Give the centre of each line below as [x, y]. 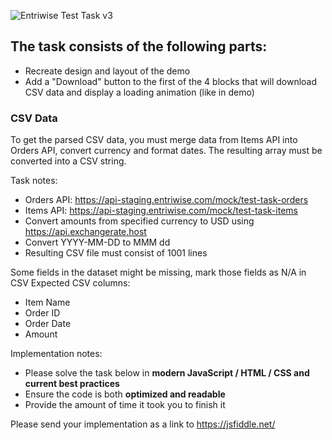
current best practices [72, 384]
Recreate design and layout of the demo [107, 71]
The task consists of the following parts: [139, 46]
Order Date [48, 324]
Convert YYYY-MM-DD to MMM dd [97, 242]
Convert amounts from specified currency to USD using [139, 221]
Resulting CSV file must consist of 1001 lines [116, 253]
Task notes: [34, 181]
